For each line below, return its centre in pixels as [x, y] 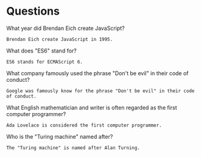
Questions [33, 11]
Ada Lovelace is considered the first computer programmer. [84, 125]
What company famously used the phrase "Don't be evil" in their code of [97, 73]
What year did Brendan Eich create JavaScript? [65, 28]
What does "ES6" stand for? [42, 51]
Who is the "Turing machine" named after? [60, 136]
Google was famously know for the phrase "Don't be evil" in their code [100, 91]
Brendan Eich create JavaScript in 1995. [60, 39]
